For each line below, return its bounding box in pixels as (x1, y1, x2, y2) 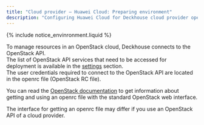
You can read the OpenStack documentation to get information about (6, 87, 179, 94)
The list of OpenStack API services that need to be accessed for (6, 56, 167, 63)
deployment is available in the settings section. (6, 62, 123, 70)
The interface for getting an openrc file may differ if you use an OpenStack (6, 105, 193, 112)
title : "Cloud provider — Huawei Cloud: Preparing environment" (6, 8, 172, 15)
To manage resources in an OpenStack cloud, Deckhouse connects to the (6, 43, 191, 50)
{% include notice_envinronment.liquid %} (6, 31, 112, 38)
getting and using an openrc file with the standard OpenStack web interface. (6, 93, 198, 101)
